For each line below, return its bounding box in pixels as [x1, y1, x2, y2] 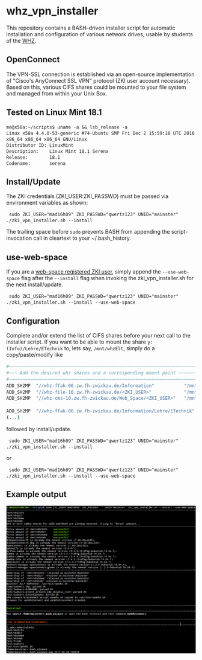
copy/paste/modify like [6, 351, 63, 358]
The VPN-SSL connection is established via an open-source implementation [6, 71, 195, 78]
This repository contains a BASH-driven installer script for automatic [6, 24, 176, 31]
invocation [6, 234, 32, 242]
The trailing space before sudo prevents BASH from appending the [6, 228, 170, 235]
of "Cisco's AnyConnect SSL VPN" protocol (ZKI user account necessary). [6, 77, 191, 84]
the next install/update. [6, 281, 63, 288]
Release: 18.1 [6, 154, 61, 161]
